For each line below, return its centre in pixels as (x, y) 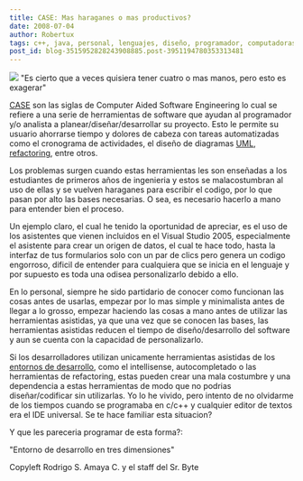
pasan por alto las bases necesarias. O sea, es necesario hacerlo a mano (145, 199)
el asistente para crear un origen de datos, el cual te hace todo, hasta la (142, 245)
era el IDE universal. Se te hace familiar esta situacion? (111, 415)
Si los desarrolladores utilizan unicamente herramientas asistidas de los (142, 357)
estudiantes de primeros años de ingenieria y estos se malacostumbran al (147, 180)
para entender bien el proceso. (67, 209)
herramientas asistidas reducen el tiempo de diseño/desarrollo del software (150, 330)
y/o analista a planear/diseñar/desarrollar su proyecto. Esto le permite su (144, 125)
